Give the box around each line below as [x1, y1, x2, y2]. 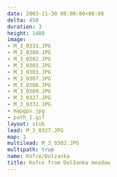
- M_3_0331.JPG [7, 43, 52, 49]
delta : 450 [7, 17, 39, 24]
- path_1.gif [7, 114, 45, 121]
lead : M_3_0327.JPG [7, 127, 64, 134]
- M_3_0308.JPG [7, 82, 52, 88]
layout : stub [7, 120, 45, 128]
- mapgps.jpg [7, 107, 45, 114]
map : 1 [7, 133, 26, 140]
